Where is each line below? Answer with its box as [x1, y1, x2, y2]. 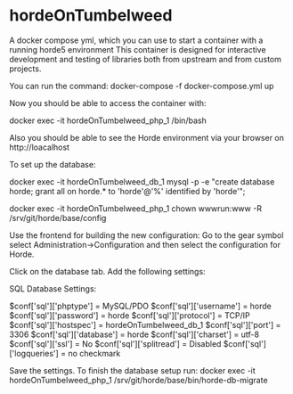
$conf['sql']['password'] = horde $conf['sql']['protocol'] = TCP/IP [9, 309, 251, 321]
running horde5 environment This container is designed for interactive [9, 44, 266, 54]
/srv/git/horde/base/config [9, 212, 107, 223]
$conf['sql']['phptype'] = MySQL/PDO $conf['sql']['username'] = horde [9, 300, 272, 311]
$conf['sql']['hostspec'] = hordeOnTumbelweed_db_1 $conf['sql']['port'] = [9, 319, 281, 330]
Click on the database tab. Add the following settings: [9, 266, 207, 276]
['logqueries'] [9, 348, 60, 358]
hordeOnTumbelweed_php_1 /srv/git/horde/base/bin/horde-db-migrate [9, 374, 269, 385]
